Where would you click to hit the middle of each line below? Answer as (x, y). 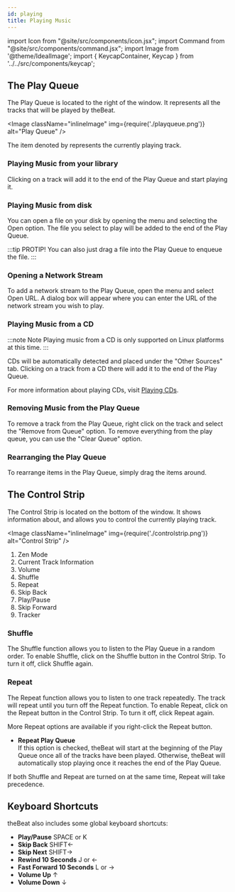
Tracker (29, 615)
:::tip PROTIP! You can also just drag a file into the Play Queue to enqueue (115, 249)
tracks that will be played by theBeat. (61, 110)
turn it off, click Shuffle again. (50, 664)
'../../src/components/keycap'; (51, 63)
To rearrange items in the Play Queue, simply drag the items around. (107, 473)
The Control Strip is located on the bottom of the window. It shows (104, 512)
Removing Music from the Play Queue (74, 408)
